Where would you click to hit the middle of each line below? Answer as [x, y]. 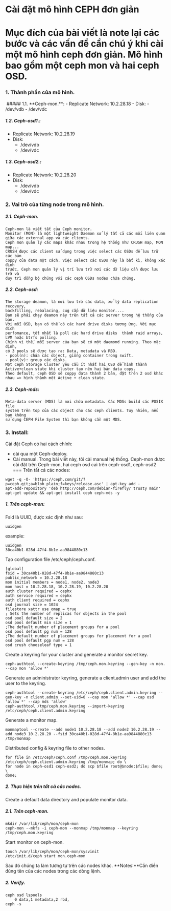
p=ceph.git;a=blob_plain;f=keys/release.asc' [54, 484]
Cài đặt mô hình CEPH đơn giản [72, 9]
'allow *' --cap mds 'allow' [36, 701]
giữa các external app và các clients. [48, 238]
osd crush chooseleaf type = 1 [39, 645]
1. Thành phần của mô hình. [40, 92]
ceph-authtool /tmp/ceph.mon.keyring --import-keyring [65, 706]
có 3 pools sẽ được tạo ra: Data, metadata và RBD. [61, 351]
